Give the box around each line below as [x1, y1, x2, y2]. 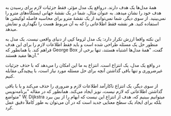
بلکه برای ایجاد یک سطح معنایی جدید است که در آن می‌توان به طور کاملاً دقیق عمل [5, 99, 162, 105]
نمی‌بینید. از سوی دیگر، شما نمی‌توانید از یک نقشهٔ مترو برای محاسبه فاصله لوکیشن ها [5, 15, 166, 21]
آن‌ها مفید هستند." [5, 52, 39, 58]
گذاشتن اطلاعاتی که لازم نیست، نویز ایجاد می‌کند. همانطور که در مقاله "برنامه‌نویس [5, 88, 163, 94]
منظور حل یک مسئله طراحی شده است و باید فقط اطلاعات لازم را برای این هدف [5, 41, 158, 48]
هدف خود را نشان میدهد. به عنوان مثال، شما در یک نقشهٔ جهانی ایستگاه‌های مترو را [5, 10, 162, 16]
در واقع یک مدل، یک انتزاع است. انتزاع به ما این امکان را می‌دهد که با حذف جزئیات [5, 62, 161, 68]
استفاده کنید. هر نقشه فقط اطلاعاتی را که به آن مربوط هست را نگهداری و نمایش [5, 20, 159, 27]
